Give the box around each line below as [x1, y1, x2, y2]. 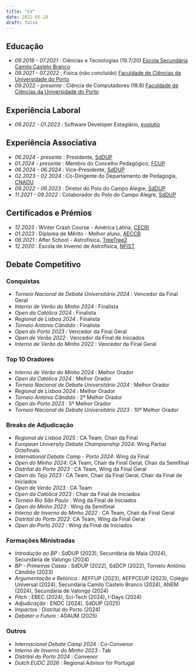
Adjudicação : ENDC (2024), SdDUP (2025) [14, 600, 120, 607]
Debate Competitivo [6, 260, 81, 270]
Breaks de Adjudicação [6, 421, 74, 429]
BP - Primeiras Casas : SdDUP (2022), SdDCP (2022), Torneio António [14, 563, 186, 570]
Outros [6, 627, 26, 636]
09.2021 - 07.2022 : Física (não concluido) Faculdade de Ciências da [14, 69, 181, 76]
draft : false [6, 19, 38, 25]
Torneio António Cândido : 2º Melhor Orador [14, 394, 122, 401]
